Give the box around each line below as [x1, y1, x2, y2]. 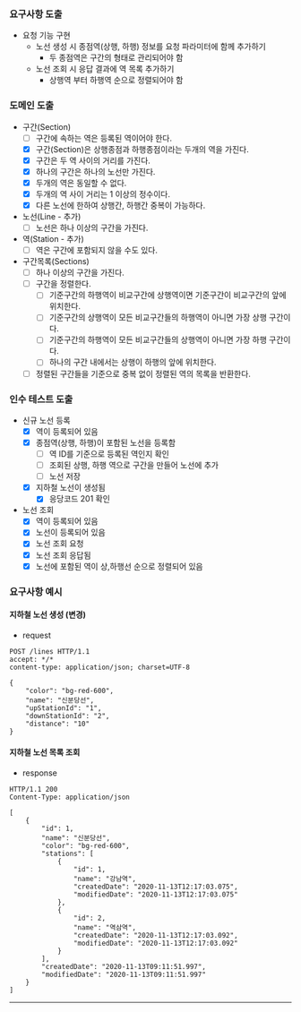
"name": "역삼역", [73, 922, 137, 932]
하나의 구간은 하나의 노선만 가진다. [35, 166, 156, 176]
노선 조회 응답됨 [35, 549, 91, 561]
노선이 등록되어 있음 [35, 527, 106, 538]
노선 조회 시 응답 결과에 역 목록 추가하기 [35, 64, 175, 74]
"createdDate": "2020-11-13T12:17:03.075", [73, 882, 239, 891]
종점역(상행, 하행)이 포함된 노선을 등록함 [35, 437, 176, 448]
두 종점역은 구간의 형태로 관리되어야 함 [48, 52, 184, 64]
